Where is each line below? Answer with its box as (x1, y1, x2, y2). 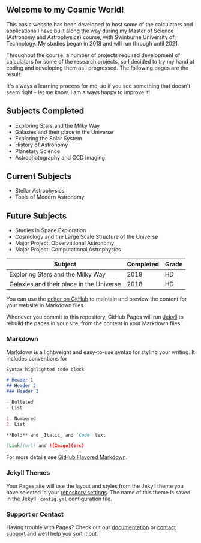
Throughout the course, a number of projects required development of (6, 51, 181, 59)
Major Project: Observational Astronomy (14, 239, 115, 247)
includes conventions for (6, 355, 68, 362)
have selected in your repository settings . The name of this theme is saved (6, 488, 191, 496)
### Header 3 (6, 388, 39, 395)
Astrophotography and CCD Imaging (14, 154, 105, 161)
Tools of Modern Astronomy (14, 193, 85, 200)
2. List (6, 421, 26, 427)
